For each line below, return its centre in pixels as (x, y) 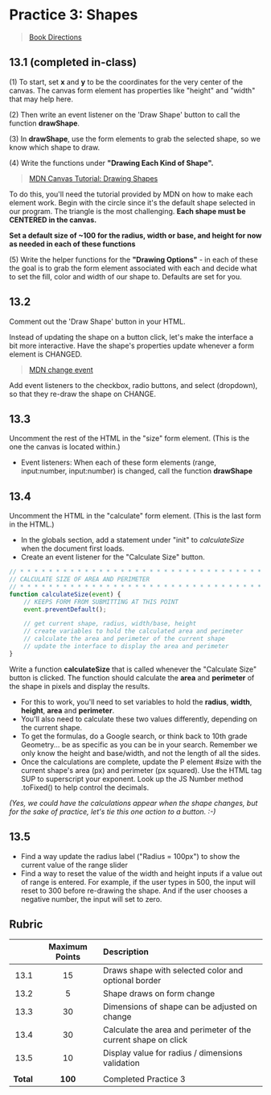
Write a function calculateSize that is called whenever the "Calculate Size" (133, 669)
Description (126, 952)
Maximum (68, 947)
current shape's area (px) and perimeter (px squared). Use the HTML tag (141, 770)
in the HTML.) (32, 524)
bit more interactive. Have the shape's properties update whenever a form (131, 345)
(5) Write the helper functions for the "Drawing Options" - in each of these (133, 259)
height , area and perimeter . (68, 710)
